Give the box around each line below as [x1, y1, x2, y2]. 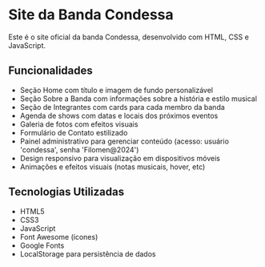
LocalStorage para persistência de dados [19, 249, 156, 258]
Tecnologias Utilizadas [8, 185, 125, 199]
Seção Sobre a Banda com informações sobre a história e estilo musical [19, 94, 258, 103]
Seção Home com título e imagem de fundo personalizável [19, 85, 214, 95]
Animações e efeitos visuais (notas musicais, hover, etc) [19, 162, 206, 172]
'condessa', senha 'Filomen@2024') [19, 144, 139, 154]
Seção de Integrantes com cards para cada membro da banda [19, 102, 226, 111]
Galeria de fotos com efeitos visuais [19, 119, 139, 129]
